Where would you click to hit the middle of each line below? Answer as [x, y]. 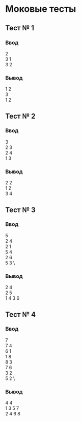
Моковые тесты [41, 9]
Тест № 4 [21, 314]
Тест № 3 [20, 210]
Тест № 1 [20, 28]
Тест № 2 [20, 116]
